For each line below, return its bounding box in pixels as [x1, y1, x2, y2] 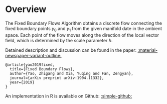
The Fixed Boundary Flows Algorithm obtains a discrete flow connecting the [5, 20, 162, 26]
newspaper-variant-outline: [5, 52, 62, 58]
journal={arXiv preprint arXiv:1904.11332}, [10, 75, 104, 80]
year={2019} [10, 79, 35, 85]
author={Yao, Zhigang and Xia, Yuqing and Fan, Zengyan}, [10, 71, 134, 76]
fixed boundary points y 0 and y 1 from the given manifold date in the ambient [5, 25, 162, 33]
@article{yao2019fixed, [5, 62, 55, 67]
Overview [5, 4, 47, 15]
